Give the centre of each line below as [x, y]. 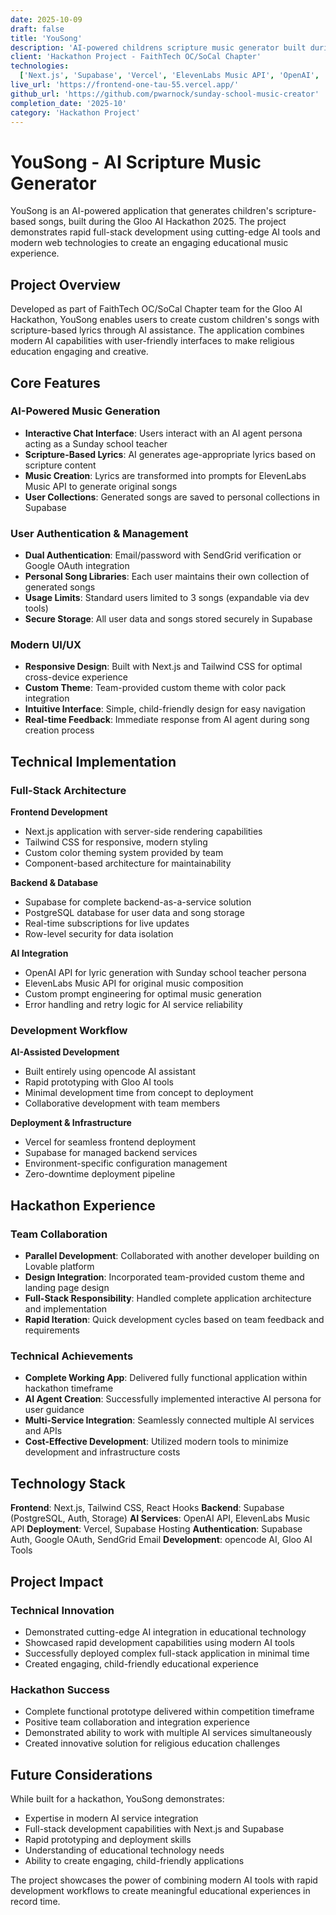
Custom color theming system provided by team [124, 853]
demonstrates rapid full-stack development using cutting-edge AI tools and [165, 232]
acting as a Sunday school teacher [96, 443]
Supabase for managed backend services [111, 1153]
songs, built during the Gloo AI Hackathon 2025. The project [162, 222]
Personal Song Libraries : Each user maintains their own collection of [167, 577]
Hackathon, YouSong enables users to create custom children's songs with [165, 320]
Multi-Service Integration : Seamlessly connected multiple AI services [169, 1420]
